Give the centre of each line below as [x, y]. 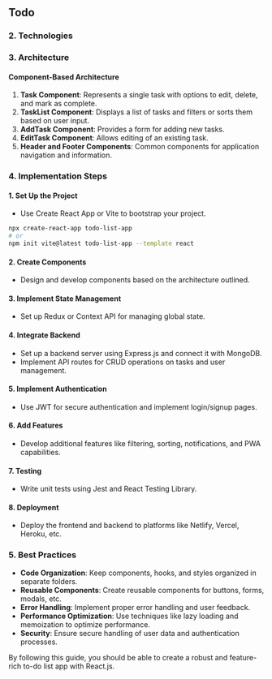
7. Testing [25, 471]
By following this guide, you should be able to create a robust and [118, 657]
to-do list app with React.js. [69, 666]
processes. [39, 642]
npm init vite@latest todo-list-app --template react [101, 244]
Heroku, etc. [41, 534]
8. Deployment [34, 507]
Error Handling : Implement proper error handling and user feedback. [135, 607]
